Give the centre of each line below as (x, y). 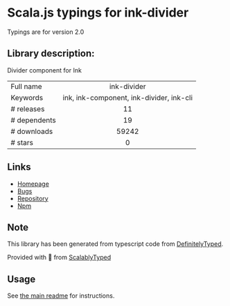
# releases (28, 108)
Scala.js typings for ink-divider (98, 13)
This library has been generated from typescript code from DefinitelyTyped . (115, 244)
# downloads (32, 131)
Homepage (33, 184)
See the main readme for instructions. (61, 296)
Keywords (27, 97)
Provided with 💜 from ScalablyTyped (59, 258)
